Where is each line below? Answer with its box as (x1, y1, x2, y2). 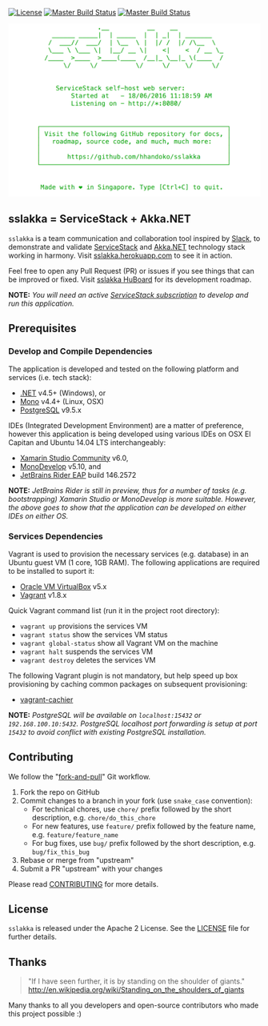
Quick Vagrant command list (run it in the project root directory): (8, 605, 220, 615)
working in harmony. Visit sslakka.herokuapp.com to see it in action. (8, 250, 233, 260)
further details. (8, 932, 58, 942)
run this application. (8, 299, 74, 308)
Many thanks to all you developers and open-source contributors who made (8, 1000, 259, 1010)
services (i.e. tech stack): (8, 372, 92, 382)
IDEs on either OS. (8, 511, 69, 520)
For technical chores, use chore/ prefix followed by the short (31, 804, 232, 814)
